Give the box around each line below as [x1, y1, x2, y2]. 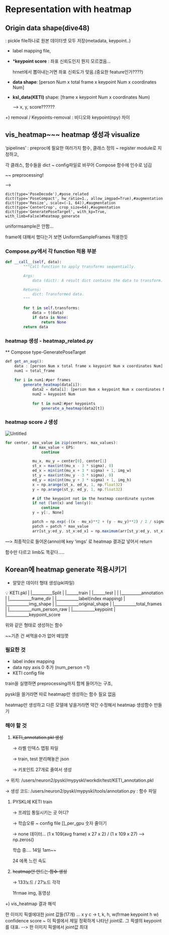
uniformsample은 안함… [5, 223, 54, 229]
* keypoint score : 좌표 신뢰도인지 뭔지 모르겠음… [12, 58, 111, 64]
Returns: [23, 287, 42, 292]
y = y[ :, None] [32, 510, 64, 515]
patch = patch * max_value [32, 524, 89, 529]
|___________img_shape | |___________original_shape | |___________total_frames [5, 601, 162, 607]
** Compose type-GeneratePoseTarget [5, 349, 86, 355]
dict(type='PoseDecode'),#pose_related [5, 191, 89, 196]
